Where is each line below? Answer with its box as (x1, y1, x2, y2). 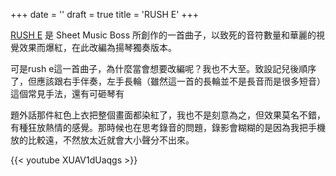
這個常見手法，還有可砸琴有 (10, 88, 125, 99)
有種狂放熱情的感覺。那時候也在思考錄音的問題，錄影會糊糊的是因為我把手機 (10, 122, 326, 133)
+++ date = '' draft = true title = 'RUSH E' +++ (10, 9, 200, 20)
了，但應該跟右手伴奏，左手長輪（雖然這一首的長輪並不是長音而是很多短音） (10, 75, 326, 87)
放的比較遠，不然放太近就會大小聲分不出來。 (10, 134, 195, 146)
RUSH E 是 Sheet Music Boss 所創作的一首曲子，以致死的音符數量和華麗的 (10, 29, 317, 41)
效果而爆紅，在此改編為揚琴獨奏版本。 (18, 42, 177, 53)
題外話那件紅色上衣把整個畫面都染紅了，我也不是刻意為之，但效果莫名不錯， (10, 109, 326, 121)
